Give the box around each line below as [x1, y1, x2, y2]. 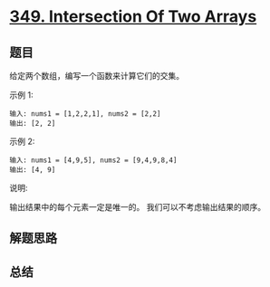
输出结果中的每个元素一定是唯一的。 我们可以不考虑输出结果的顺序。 [9, 202, 265, 212]
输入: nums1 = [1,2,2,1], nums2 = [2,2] [9, 110, 161, 119]
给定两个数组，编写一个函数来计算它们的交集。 [9, 71, 184, 81]
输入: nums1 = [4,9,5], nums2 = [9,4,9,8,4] [9, 156, 178, 165]
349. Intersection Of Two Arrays [9, 6, 257, 27]
